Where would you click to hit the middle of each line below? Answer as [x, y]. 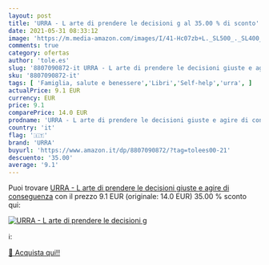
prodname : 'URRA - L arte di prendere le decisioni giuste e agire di [128, 120]
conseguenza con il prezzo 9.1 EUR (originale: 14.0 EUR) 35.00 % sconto [127, 197]
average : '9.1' [34, 165]
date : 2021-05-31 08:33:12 [53, 31]
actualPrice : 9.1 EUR [44, 90]
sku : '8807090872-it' [44, 75]
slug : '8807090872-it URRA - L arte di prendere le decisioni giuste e [130, 68]
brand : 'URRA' [32, 143]
